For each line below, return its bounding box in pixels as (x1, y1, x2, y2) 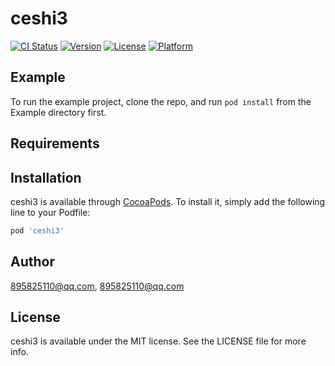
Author (10, 253, 55, 271)
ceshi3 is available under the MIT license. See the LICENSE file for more (10, 335, 307, 347)
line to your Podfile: (10, 206, 91, 218)
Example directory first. (10, 106, 107, 118)
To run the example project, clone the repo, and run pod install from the (10, 95, 312, 107)
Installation (10, 169, 82, 186)
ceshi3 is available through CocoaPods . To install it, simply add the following (10, 195, 326, 207)
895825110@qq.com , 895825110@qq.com (10, 280, 185, 292)
